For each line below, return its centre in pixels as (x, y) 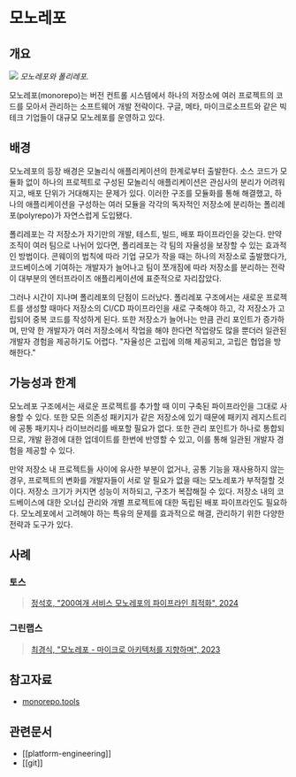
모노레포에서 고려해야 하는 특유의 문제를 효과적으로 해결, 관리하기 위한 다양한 (153, 513)
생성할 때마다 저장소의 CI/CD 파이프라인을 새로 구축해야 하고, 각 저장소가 (151, 308)
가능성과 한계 (43, 383)
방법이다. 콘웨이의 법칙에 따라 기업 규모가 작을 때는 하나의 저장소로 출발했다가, (152, 256)
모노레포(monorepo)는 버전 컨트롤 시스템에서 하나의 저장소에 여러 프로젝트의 (141, 95)
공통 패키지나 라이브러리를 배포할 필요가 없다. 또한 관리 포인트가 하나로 (140, 428)
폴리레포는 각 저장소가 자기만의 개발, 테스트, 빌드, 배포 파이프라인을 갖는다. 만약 (146, 234)
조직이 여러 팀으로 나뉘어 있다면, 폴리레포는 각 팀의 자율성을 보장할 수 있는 (136, 245)
